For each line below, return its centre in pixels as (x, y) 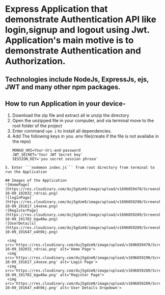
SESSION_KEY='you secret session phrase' (55, 159)
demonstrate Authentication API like (81, 19)
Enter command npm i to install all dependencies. (62, 131)
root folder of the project (37, 126)
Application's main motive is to (69, 40)
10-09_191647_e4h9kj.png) (31, 232)
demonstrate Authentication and (73, 51)
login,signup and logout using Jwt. (77, 30)
